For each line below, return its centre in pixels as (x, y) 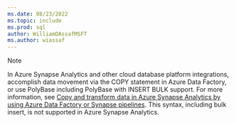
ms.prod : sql (27, 27)
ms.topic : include (34, 21)
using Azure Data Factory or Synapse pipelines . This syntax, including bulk (117, 105)
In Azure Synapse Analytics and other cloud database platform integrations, (118, 75)
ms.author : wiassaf (36, 41)
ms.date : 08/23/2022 (38, 14)
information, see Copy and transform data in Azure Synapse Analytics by (114, 97)
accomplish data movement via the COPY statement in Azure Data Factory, (117, 82)
